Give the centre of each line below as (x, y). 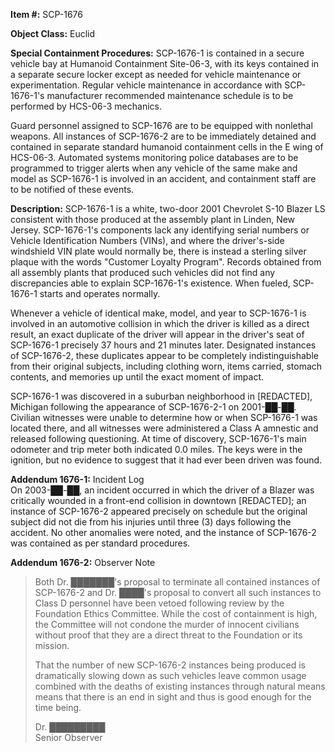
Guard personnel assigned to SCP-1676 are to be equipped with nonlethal (161, 125)
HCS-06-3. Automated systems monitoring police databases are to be (154, 157)
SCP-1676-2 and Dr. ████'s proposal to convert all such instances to (178, 592)
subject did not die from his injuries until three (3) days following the (151, 522)
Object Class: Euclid (53, 33)
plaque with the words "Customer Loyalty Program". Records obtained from (166, 262)
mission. (52, 645)
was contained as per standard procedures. (100, 543)
